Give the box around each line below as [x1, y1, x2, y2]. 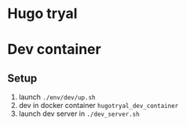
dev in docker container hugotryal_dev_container [18, 101, 179, 110]
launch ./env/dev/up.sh [18, 92, 96, 102]
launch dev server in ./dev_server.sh [18, 109, 140, 118]
